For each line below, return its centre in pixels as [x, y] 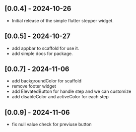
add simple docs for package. [42, 53]
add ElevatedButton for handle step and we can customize [71, 91]
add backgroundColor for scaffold [46, 81]
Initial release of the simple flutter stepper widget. [63, 20]
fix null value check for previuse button [52, 125]
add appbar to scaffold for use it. [45, 48]
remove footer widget [34, 86]
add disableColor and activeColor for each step [60, 97]
